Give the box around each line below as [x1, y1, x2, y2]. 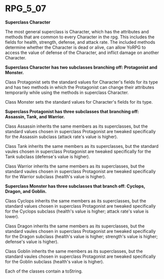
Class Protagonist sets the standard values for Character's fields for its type [5, 79, 158, 85]
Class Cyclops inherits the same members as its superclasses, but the [5, 197, 146, 204]
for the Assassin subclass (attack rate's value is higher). [5, 134, 118, 139]
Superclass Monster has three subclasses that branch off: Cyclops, [5, 183, 145, 189]
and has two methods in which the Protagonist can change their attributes [5, 84, 154, 90]
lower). [5, 213, 20, 219]
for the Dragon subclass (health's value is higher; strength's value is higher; [5, 233, 158, 239]
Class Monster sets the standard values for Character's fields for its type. [5, 99, 153, 105]
